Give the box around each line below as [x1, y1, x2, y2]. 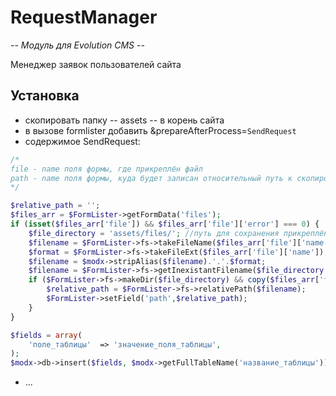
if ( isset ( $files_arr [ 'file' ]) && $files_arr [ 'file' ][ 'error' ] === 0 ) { [10, 219, 320, 229]
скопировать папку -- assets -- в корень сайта [24, 114, 225, 126]
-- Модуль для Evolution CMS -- [10, 39, 145, 51]
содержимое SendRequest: [24, 135, 141, 147]
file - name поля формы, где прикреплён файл [10, 164, 203, 174]
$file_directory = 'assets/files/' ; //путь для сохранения [28, 228, 280, 238]
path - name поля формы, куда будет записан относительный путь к [10, 173, 293, 183]
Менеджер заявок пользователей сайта [10, 58, 182, 70]
